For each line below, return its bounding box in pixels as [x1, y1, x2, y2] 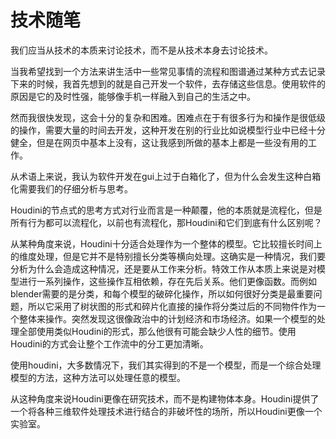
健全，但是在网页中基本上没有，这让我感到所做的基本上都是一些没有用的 [10, 136, 308, 148]
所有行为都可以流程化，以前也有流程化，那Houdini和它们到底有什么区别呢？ [10, 216, 323, 228]
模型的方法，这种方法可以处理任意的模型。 [10, 371, 186, 383]
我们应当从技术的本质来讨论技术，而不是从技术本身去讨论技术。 [10, 44, 273, 56]
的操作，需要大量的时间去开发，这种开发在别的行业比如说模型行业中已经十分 [10, 124, 326, 136]
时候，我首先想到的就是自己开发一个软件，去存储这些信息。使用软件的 [36, 77, 326, 90]
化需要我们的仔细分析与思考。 [10, 182, 133, 195]
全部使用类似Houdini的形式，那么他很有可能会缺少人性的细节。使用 [18, 325, 297, 337]
